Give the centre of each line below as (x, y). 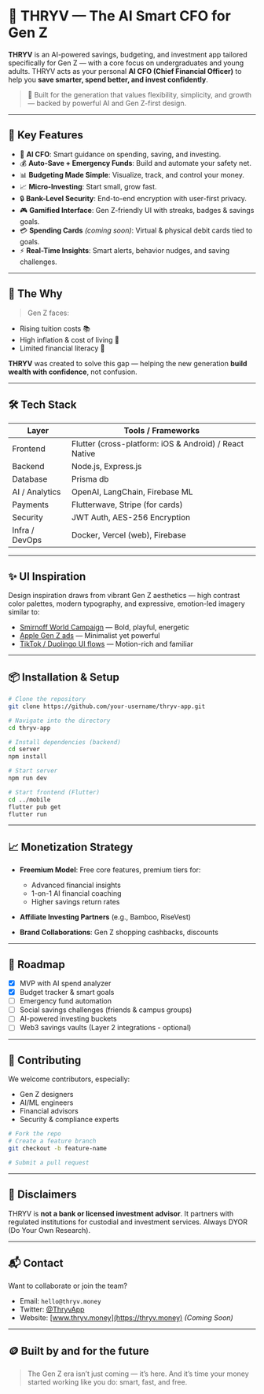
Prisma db (90, 479)
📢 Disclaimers (42, 1195)
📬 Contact (36, 1263)
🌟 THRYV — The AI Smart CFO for (120, 16)
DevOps (27, 540)
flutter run (27, 814)
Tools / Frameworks (162, 431)
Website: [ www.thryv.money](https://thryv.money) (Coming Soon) (126, 1318)
